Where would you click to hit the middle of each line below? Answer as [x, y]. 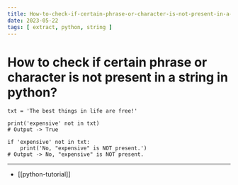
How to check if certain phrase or [107, 62]
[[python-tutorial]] [44, 174]
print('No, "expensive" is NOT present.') [84, 148]
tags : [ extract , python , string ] [60, 27]
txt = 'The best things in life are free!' [73, 111]
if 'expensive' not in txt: [49, 142]
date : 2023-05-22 [33, 21]
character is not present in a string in [118, 77]
